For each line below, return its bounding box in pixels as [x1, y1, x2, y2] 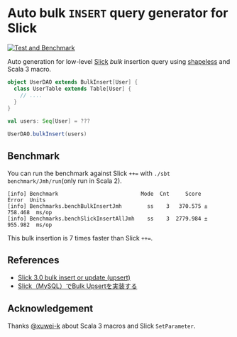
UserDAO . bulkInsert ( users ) [7, 131, 87, 138]
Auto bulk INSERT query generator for [7, 5, 228, 21]
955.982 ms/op [7, 221, 53, 228]
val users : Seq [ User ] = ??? [7, 118, 91, 125]
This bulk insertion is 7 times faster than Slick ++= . [7, 233, 153, 242]
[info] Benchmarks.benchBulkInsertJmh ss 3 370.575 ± [7, 202, 208, 210]
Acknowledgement [7, 303, 94, 315]
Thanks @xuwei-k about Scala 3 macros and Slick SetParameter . [7, 321, 196, 330]
